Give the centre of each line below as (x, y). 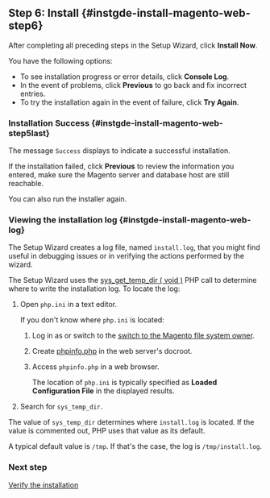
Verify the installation (44, 485)
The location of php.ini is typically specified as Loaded (125, 383)
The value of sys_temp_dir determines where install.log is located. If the (131, 422)
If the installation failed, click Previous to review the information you (121, 166)
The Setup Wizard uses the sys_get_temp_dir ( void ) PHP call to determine (133, 280)
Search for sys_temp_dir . (61, 407)
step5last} (29, 133)
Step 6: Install (44, 13)
